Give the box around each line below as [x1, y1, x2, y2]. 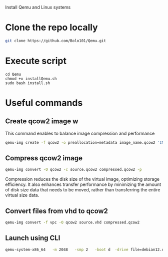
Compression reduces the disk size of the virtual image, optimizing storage [5, 176, 160, 182]
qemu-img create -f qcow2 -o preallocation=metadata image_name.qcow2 [5, 140, 155, 145]
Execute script [5, 55, 66, 67]
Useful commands [5, 97, 83, 108]
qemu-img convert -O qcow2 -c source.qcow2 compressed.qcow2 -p [5, 167, 142, 172]
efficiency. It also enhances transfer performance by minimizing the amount [5, 181, 161, 187]
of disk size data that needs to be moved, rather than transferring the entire [5, 187, 160, 193]
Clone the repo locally [5, 22, 98, 33]
